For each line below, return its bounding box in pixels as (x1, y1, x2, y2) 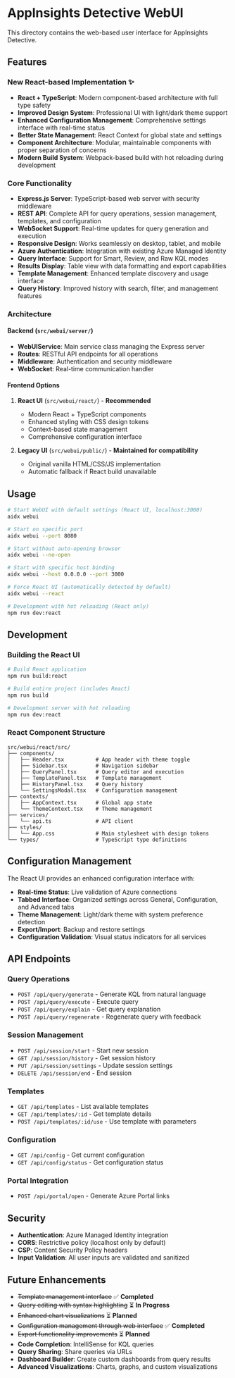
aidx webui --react (7, 590, 65, 597)
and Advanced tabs (17, 902, 75, 911)
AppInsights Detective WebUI (7, 5, 184, 21)
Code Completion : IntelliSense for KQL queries (17, 1340, 155, 1348)
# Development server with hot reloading (7, 704, 131, 712)
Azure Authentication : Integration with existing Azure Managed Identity (17, 247, 227, 255)
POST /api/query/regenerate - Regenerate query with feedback (17, 1012, 201, 1021)
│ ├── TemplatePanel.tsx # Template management (7, 774, 162, 781)
